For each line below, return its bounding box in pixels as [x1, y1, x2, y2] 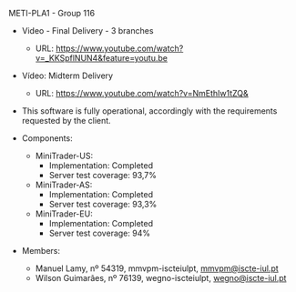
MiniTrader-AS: [35, 179, 93, 190]
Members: [21, 246, 61, 256]
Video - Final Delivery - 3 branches [21, 25, 154, 35]
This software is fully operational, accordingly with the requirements [21, 106, 278, 116]
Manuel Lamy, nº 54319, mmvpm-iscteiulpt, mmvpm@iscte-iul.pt [35, 263, 279, 274]
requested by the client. [21, 116, 111, 126]
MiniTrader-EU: [35, 208, 93, 219]
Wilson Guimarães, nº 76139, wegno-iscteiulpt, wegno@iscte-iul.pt [35, 273, 287, 283]
